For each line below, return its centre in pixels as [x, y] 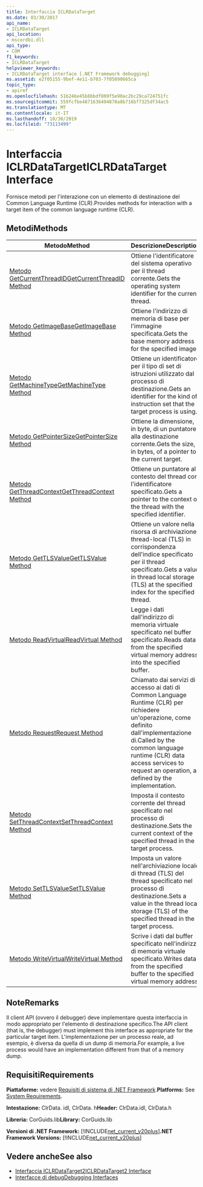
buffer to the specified [163, 974]
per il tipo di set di [156, 366]
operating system [156, 286]
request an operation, [161, 770]
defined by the [151, 778]
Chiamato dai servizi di [163, 680]
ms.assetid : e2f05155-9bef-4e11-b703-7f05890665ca [71, 79]
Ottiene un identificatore [165, 359]
